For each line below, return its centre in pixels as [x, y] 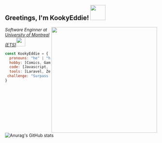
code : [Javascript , [29, 67]
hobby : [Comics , [26, 63]
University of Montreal [27, 35]
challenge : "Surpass [28, 76]
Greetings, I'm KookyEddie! [47, 18]
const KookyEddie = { [27, 54]
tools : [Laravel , [27, 71]
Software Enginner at [26, 29]
